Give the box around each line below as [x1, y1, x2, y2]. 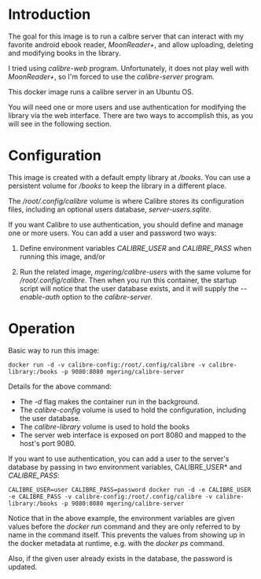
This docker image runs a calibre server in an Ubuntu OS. [8, 87, 194, 96]
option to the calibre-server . [61, 292, 153, 301]
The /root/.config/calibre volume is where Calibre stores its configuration [8, 196, 244, 205]
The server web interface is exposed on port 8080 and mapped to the [19, 430, 246, 440]
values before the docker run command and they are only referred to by [8, 522, 241, 531]
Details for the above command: [8, 382, 112, 391]
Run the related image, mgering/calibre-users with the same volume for [19, 267, 252, 276]
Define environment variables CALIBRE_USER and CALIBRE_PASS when [19, 243, 252, 253]
